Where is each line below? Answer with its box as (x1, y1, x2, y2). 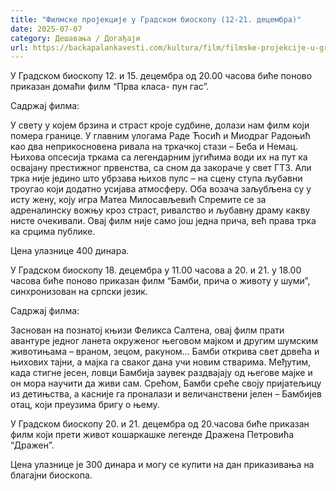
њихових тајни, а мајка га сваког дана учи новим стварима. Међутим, (10, 356, 312, 368)
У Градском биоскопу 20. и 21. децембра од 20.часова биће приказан (10, 418, 310, 430)
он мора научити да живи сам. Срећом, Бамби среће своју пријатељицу (10, 377, 322, 390)
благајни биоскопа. (10, 469, 93, 481)
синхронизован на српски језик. (10, 286, 148, 298)
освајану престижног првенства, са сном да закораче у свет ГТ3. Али (10, 162, 312, 174)
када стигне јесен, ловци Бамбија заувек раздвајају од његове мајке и (10, 367, 313, 379)
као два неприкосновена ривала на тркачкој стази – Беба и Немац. (10, 141, 299, 153)
